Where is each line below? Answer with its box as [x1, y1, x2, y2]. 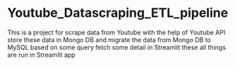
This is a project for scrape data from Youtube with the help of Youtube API [7, 28, 226, 37]
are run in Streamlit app [7, 51, 76, 59]
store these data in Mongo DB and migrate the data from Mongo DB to [7, 35, 212, 44]
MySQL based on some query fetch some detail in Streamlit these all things [7, 43, 227, 51]
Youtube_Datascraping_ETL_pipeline [7, 5, 229, 21]
